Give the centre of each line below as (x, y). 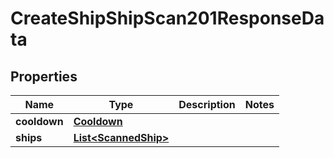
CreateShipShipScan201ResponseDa (167, 18)
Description (207, 104)
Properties (44, 76)
